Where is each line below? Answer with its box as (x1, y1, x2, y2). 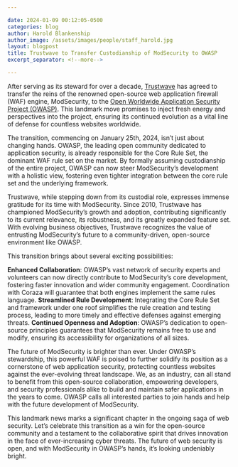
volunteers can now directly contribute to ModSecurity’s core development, (7, 273, 229, 281)
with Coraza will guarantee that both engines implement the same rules (7, 288, 216, 296)
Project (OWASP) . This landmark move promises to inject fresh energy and (7, 104, 226, 113)
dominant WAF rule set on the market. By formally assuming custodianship (7, 156, 226, 164)
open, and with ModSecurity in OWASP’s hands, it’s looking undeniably (7, 444, 215, 452)
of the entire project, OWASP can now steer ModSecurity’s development (7, 163, 219, 172)
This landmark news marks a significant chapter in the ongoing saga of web (7, 414, 229, 422)
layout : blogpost (7, 43, 59, 50)
